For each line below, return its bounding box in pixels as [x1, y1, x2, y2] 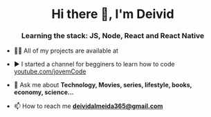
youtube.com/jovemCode [13, 67, 86, 75]
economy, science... [13, 88, 74, 96]
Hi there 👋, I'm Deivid [51, 6, 174, 22]
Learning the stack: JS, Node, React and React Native [21, 31, 205, 41]
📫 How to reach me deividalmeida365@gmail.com [13, 102, 163, 110]
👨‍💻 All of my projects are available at [13, 46, 119, 55]
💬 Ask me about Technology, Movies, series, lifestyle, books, [13, 81, 192, 89]
